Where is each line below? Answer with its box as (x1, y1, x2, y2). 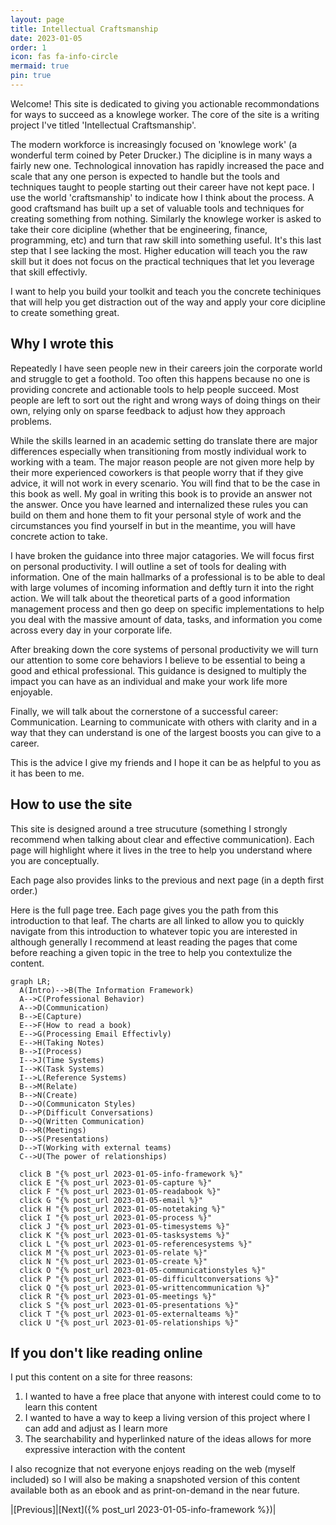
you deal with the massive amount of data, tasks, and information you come (10, 613, 323, 625)
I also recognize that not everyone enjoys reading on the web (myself (10, 1463, 296, 1475)
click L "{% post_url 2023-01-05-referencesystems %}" (19, 1239, 253, 1249)
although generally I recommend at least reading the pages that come (10, 936, 298, 948)
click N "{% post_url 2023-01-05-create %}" (19, 1256, 208, 1266)
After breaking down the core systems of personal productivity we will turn (10, 643, 319, 655)
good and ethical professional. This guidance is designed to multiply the (10, 664, 307, 676)
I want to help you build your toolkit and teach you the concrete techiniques (10, 285, 322, 297)
